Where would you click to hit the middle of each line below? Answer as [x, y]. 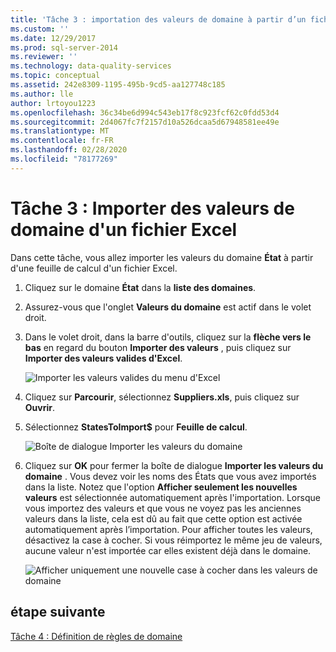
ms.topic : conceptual [55, 76]
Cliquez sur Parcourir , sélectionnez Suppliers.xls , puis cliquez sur [162, 397]
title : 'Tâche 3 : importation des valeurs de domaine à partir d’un [158, 19]
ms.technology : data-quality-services [91, 66]
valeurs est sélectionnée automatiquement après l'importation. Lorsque [172, 497]
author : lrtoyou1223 [53, 103]
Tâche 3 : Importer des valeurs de [152, 208]
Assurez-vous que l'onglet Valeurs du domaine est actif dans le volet [168, 307]
